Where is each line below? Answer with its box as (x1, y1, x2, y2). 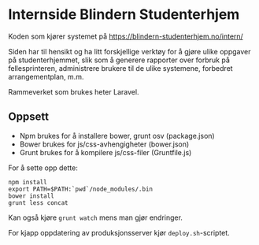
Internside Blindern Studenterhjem (8, 6, 240, 24)
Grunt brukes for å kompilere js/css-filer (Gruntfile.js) (19, 147, 192, 157)
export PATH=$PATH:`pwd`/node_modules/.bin (8, 185, 154, 193)
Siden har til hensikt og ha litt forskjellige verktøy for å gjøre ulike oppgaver (8, 46, 251, 56)
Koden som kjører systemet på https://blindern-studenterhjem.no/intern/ (8, 32, 244, 41)
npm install (8, 178, 47, 186)
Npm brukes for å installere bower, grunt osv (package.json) (19, 131, 215, 140)
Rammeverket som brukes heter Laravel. (8, 87, 139, 96)
